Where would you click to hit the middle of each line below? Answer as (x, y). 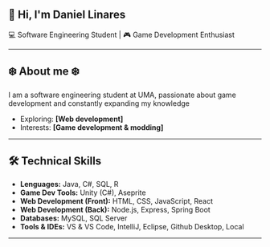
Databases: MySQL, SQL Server (74, 218)
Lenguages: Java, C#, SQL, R (69, 184)
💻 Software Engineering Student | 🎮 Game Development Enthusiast (122, 34)
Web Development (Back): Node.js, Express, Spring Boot (115, 210)
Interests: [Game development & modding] (92, 127)
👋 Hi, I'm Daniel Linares (67, 15)
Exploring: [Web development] (72, 119)
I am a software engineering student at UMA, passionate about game (123, 95)
